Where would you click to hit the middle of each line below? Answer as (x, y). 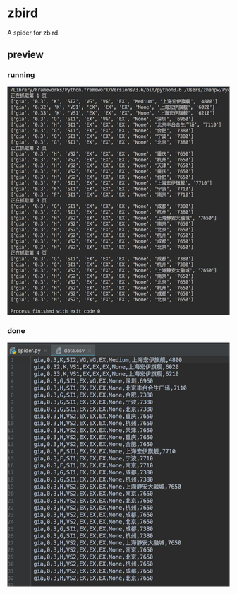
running (21, 75)
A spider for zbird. (34, 33)
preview (25, 55)
